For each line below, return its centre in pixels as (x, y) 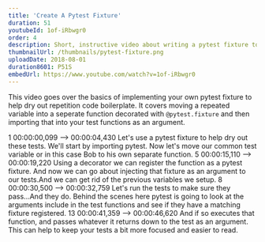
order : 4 (22, 38)
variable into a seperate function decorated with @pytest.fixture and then (129, 113)
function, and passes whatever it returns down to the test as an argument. (128, 221)
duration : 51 (30, 23)
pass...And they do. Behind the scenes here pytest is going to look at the (126, 196)
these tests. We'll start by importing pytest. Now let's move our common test (132, 146)
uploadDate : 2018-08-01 (47, 60)
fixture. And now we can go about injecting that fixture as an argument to (127, 171)
